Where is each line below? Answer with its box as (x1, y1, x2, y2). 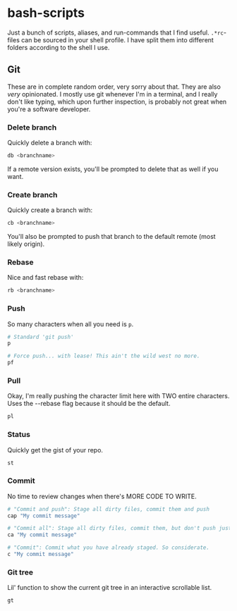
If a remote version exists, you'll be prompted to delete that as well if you (7, 164, 219, 173)
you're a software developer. (7, 104, 91, 113)
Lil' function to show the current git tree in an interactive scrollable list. (7, 584, 212, 592)
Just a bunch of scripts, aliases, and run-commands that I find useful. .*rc (7, 28, 224, 37)
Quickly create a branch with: (7, 206, 93, 214)
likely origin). (7, 240, 45, 248)
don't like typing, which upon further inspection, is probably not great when (7, 97, 227, 106)
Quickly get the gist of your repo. (7, 445, 104, 454)
